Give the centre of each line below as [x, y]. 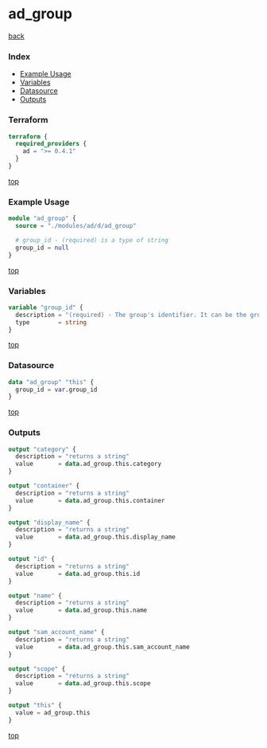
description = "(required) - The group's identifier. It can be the [131, 315]
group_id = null [42, 248]
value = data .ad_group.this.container [90, 500]
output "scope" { [37, 669]
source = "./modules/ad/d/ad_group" [76, 226]
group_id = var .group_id [56, 390]
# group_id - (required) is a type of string [92, 240]
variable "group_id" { [46, 307]
